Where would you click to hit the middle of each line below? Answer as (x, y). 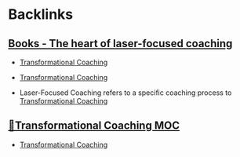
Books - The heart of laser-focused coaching (120, 44)
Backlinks (41, 15)
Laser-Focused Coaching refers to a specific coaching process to (125, 93)
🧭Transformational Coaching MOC (94, 126)
